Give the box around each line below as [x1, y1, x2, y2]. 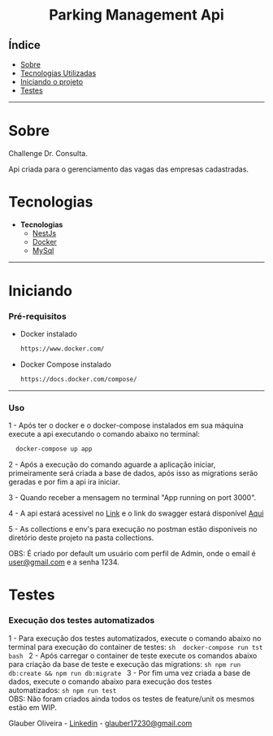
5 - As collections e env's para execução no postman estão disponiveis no [8, 525, 258, 534]
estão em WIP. [8, 702, 57, 712]
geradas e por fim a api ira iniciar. [8, 477, 120, 487]
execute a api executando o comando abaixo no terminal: [8, 429, 201, 439]
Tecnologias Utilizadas [19, 68, 97, 78]
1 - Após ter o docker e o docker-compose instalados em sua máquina [8, 420, 244, 430]
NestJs [32, 228, 57, 237]
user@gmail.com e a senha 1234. [8, 557, 120, 567]
